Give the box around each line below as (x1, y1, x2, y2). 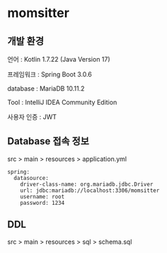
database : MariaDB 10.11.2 (7, 84, 85, 93)
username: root (20, 193, 65, 200)
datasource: (13, 174, 50, 181)
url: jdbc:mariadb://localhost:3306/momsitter (20, 186, 160, 194)
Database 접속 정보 (7, 135, 90, 147)
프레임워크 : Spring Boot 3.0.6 (7, 70, 92, 79)
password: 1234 (20, 199, 65, 206)
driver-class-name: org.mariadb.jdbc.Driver (20, 181, 154, 188)
